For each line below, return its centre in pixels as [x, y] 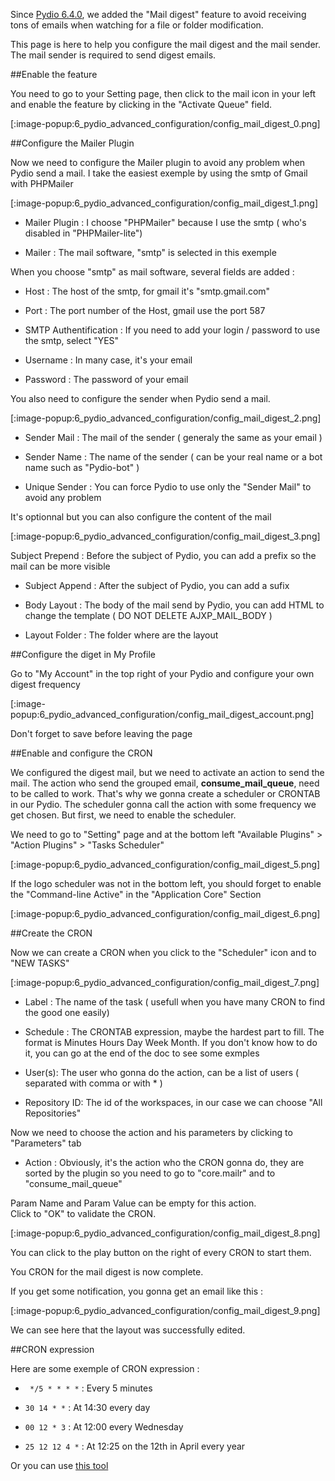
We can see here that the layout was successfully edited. [128, 1330]
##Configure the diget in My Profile [83, 654]
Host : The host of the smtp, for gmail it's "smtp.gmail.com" [147, 291]
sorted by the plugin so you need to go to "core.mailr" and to [150, 1173]
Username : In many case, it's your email [108, 360]
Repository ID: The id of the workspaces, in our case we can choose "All [173, 1102]
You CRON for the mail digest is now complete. [107, 1272]
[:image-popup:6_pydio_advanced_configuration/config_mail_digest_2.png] [166, 418]
